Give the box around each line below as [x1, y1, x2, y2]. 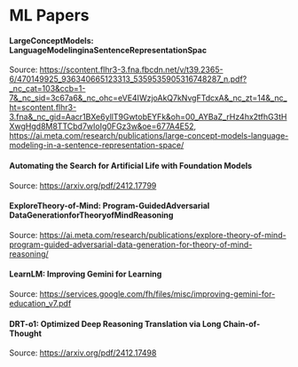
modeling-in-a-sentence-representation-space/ [9, 140, 184, 151]
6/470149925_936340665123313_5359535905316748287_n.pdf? [9, 74, 247, 84]
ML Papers [9, 5, 90, 26]
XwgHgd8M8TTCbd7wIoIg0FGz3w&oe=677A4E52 [9, 121, 194, 132]
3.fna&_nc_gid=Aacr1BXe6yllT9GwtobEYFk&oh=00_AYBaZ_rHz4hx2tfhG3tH [9, 112, 287, 123]
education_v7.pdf [9, 299, 72, 308]
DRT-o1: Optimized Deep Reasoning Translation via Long [9, 318, 222, 329]
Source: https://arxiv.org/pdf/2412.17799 [9, 180, 157, 191]
